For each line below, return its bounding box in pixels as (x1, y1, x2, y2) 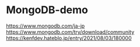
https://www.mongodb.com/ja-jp (6, 22, 85, 29)
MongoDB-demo (6, 3, 89, 17)
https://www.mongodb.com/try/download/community (6, 28, 135, 35)
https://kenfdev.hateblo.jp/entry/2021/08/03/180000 (6, 34, 132, 41)
